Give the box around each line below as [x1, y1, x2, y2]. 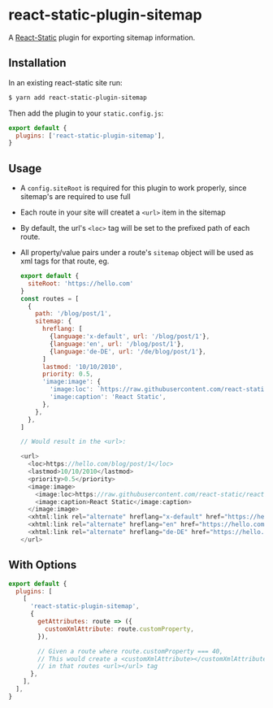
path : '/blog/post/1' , [35, 310, 112, 318]
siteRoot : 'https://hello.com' [28, 279, 134, 288]
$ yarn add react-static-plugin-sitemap [8, 93, 148, 102]
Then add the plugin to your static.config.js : [8, 108, 164, 118]
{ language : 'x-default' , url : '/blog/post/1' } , [50, 332, 210, 341]
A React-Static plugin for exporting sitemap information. [8, 33, 196, 42]
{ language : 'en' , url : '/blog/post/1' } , [50, 340, 185, 348]
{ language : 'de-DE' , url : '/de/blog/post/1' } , [50, 347, 207, 355]
